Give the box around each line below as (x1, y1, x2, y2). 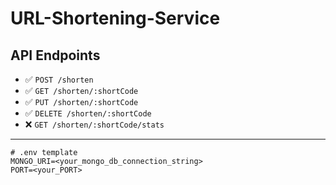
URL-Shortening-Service (10, 7, 221, 30)
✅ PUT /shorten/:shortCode (24, 96, 139, 107)
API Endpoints (10, 47, 101, 64)
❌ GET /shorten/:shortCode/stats (24, 118, 165, 130)
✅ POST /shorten (24, 73, 94, 85)
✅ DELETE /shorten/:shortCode (24, 107, 152, 119)
